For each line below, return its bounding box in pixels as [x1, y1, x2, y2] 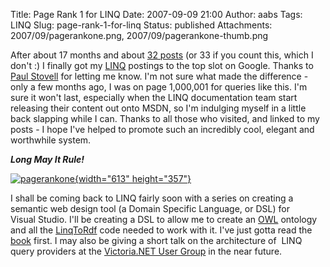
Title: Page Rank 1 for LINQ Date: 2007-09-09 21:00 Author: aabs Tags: [10, 9, 303, 20]
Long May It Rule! [10, 154, 85, 165]
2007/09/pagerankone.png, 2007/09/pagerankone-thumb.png [10, 30, 269, 41]
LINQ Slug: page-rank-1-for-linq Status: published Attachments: [10, 19, 273, 31]
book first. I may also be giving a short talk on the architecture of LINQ [10, 235, 303, 246]
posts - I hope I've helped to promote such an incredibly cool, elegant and [10, 124, 315, 135]
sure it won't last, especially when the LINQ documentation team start [10, 92, 298, 103]
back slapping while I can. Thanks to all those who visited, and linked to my [10, 113, 320, 124]
